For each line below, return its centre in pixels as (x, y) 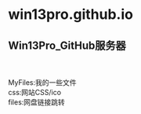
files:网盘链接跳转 (36, 102)
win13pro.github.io (70, 15)
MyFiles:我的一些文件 (42, 83)
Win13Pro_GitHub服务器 (67, 45)
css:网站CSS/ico (34, 92)
